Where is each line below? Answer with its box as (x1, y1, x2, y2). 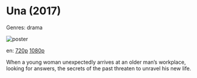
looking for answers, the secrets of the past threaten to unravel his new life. (6, 64, 192, 72)
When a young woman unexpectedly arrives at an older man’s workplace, (6, 58, 186, 65)
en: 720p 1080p (6, 46, 45, 54)
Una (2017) (6, 4, 61, 18)
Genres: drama (6, 24, 43, 31)
